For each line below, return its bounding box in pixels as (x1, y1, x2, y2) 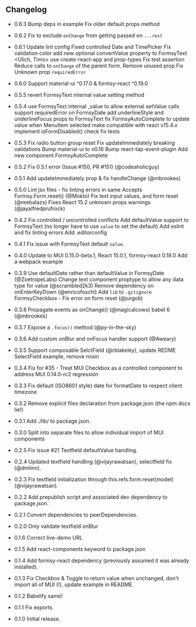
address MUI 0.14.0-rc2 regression (14, 370, 99, 377)
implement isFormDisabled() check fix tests (14, 128, 120, 135)
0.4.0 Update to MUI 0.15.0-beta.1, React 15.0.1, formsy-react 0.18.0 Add (14, 252, 188, 259)
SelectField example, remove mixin (14, 352, 99, 360)
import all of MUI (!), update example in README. (14, 581, 134, 588)
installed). (14, 563, 39, 570)
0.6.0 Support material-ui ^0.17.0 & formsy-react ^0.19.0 (14, 80, 148, 87)
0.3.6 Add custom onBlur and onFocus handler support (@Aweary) (14, 335, 177, 342)
